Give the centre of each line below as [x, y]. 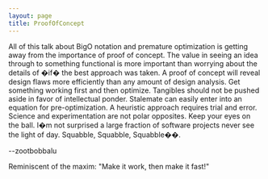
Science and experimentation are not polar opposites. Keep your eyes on [130, 116]
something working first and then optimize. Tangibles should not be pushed [134, 90]
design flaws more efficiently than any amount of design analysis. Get [124, 81]
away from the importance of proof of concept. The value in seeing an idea [133, 55]
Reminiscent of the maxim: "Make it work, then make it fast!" [109, 166]
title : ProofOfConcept [46, 23]
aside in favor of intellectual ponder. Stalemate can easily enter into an [125, 98]
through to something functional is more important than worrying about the [133, 63]
